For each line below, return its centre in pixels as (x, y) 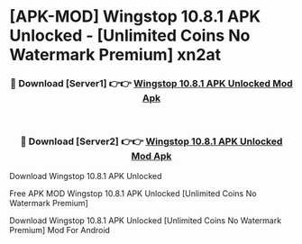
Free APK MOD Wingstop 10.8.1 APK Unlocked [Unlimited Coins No (133, 193)
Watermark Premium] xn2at (115, 55)
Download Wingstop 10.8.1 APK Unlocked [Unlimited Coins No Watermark (146, 220)
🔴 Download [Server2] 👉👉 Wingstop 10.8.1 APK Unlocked (151, 141)
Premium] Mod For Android (60, 230)
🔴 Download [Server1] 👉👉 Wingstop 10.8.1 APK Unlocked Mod (151, 84)
